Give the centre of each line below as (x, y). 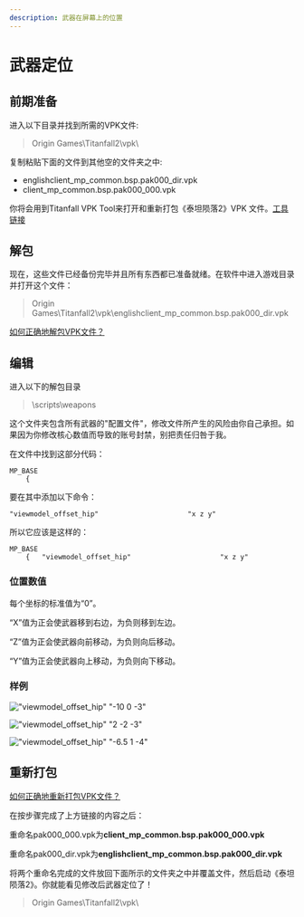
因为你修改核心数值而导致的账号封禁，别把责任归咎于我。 (124, 435)
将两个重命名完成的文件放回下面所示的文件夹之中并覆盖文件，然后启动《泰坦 (152, 873)
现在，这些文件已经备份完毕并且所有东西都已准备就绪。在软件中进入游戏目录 (152, 274)
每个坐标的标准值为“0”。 (55, 603)
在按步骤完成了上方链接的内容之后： (77, 815)
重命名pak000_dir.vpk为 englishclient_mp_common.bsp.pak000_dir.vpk (146, 854)
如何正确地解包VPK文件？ (57, 332)
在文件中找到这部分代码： (57, 454)
